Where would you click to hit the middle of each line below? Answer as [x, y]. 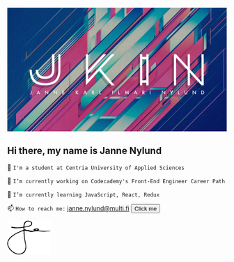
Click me [146, 209]
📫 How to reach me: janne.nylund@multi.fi [69, 208]
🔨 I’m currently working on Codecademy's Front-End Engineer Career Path [116, 181]
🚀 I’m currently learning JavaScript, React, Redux [84, 194]
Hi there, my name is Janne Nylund [85, 151]
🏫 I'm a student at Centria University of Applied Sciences [96, 167]
